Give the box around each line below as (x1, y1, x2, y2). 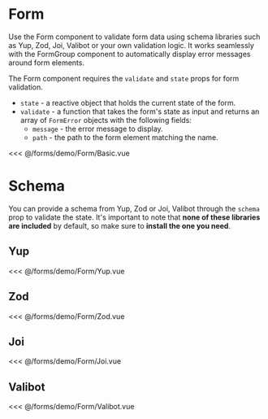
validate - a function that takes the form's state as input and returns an (19, 107, 260, 116)
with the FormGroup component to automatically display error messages (8, 49, 251, 59)
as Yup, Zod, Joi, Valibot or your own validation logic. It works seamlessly (8, 40, 254, 50)
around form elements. (8, 58, 85, 68)
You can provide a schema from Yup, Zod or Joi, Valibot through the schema (8, 203, 260, 213)
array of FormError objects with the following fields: (19, 115, 192, 124)
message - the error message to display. (32, 124, 164, 133)
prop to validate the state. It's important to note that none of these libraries (8, 212, 261, 222)
